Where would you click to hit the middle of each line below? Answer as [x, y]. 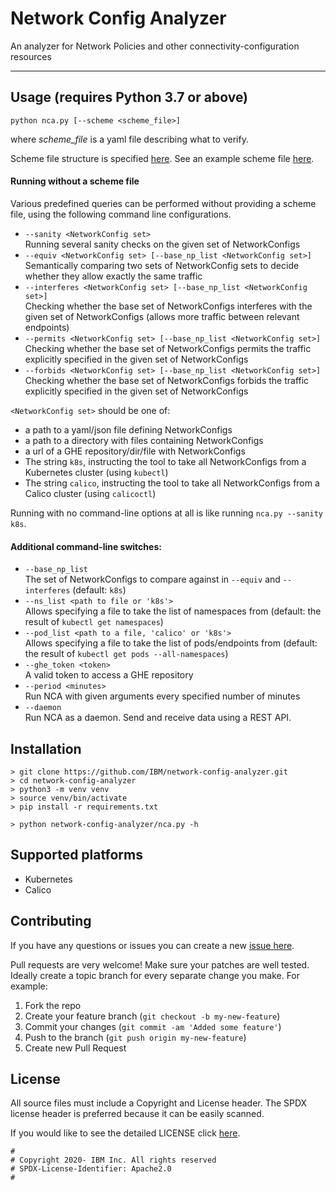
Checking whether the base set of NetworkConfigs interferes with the [168, 306]
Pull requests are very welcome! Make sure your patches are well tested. [160, 964]
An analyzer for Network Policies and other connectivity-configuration [155, 46]
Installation [46, 748]
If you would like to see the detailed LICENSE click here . [125, 1133]
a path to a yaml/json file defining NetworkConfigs [128, 429]
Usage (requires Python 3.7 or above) [129, 97]
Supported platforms [76, 855]
